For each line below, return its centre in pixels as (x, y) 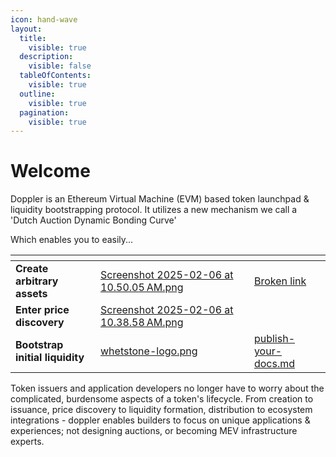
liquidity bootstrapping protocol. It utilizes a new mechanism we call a (154, 210)
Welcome (50, 171)
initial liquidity (50, 358)
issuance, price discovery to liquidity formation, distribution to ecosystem (161, 410)
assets (31, 294)
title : (33, 38)
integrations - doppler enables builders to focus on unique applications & (160, 420)
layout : (26, 29)
